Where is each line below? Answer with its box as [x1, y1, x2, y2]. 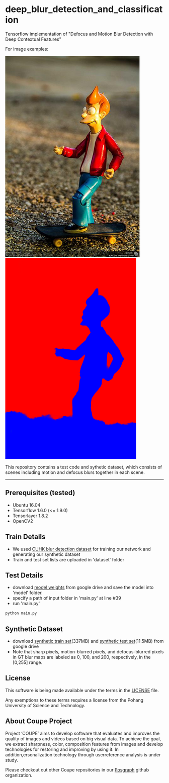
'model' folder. [12, 590, 43, 596]
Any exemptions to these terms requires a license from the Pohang [5, 697, 144, 703]
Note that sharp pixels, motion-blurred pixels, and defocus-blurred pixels [12, 649, 164, 655]
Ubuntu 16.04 [12, 502, 41, 508]
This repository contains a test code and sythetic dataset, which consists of [5, 464, 162, 470]
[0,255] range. [12, 659, 43, 665]
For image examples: [5, 46, 49, 52]
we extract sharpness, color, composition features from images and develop [5, 741, 163, 747]
